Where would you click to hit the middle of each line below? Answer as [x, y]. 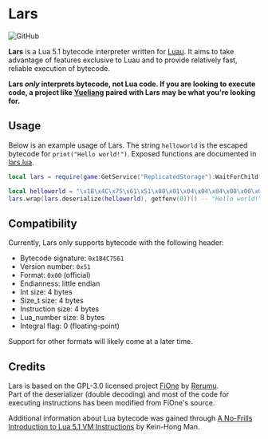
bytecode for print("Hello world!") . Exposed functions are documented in [132, 153]
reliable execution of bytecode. [59, 68]
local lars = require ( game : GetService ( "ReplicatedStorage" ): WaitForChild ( [135, 176]
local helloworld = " [44, 191]
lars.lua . [21, 162]
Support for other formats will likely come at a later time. [100, 342]
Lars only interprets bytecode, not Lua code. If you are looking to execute [132, 84]
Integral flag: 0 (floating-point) [69, 326]
